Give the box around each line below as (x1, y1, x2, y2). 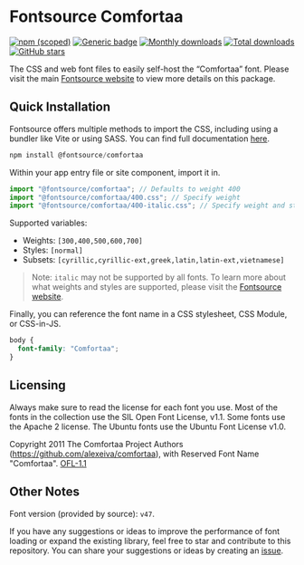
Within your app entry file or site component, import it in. (9, 167, 221, 177)
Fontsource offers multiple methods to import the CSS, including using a (9, 123, 279, 134)
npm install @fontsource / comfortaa (9, 150, 144, 159)
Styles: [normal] (22, 244, 83, 255)
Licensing (9, 378, 66, 393)
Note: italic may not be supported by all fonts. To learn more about (31, 272, 287, 282)
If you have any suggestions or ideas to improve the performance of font (9, 525, 280, 536)
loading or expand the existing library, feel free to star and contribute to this (9, 535, 291, 546)
